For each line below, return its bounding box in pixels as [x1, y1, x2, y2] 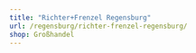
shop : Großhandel [9, 30, 75, 39]
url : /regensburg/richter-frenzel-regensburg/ [9, 22, 188, 31]
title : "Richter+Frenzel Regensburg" [9, 13, 152, 22]
